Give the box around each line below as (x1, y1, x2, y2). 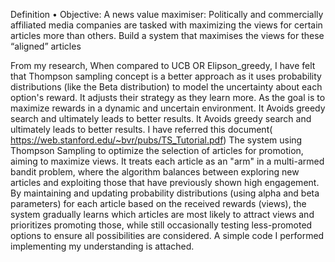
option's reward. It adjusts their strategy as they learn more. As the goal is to (10, 92, 326, 103)
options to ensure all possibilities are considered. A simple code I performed (10, 230, 325, 241)
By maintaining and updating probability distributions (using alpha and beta (10, 187, 320, 199)
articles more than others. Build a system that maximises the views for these (10, 30, 325, 41)
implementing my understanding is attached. (10, 240, 195, 252)
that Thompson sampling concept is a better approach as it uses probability (10, 70, 322, 82)
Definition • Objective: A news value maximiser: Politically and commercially (10, 9, 324, 20)
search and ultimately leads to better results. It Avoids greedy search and (10, 113, 312, 124)
